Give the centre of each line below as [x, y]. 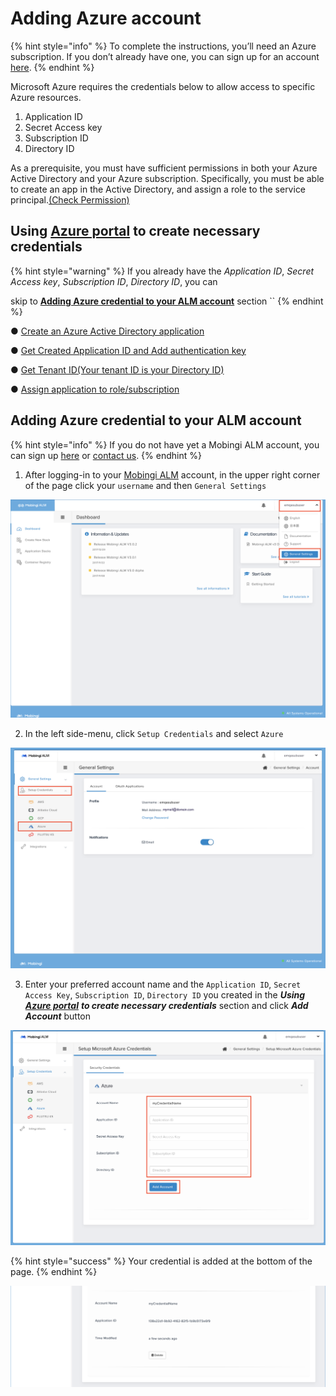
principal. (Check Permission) [70, 199]
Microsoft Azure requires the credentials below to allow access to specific [163, 86]
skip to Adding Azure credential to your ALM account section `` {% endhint [167, 301]
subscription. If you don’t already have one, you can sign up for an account [165, 56]
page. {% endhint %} [54, 1272]
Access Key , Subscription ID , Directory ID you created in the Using [165, 995]
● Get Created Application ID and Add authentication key [128, 350]
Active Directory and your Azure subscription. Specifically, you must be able [167, 178]
